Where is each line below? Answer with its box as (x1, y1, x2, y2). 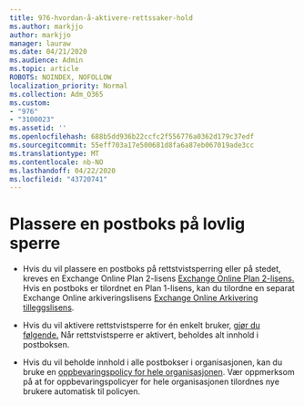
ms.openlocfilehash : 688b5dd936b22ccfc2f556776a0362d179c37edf (9, 132, 255, 141)
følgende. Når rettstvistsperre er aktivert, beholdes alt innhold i (22, 329, 259, 340)
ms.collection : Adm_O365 (9, 89, 104, 99)
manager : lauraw (9, 38, 71, 48)
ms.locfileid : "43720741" (9, 174, 107, 183)
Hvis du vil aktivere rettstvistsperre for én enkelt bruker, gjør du (22, 320, 261, 331)
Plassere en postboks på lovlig (9, 213, 246, 234)
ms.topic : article (9, 65, 79, 74)
